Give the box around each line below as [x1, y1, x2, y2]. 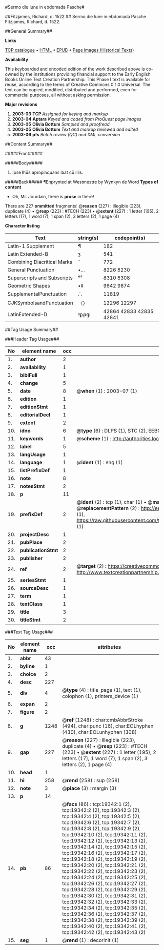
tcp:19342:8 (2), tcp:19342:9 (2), [62, 825, 141, 832]
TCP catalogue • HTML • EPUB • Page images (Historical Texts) [5, 47, 134, 53]
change [20, 380, 38, 386]
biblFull [20, 372, 38, 378]
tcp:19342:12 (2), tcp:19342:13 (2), [62, 837, 147, 844]
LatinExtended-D [7, 311, 47, 318]
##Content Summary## [5, 141, 53, 147]
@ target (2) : [76, 563, 107, 569]
